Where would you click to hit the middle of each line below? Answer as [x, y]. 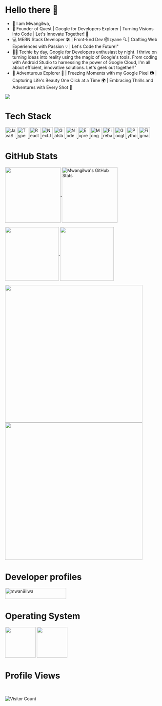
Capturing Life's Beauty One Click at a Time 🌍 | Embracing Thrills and [83, 80]
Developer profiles [43, 577]
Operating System [43, 616]
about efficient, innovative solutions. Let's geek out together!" [74, 67]
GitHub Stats [31, 156]
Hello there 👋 [32, 10]
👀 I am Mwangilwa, [31, 23]
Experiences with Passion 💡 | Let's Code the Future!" [65, 46]
